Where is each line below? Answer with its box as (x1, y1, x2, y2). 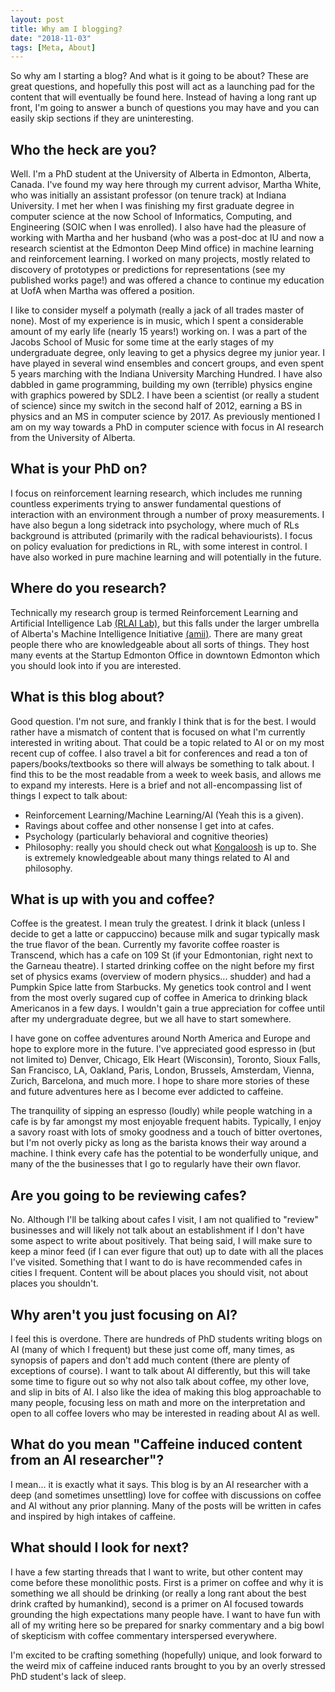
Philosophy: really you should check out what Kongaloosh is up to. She (24, 841, 317, 853)
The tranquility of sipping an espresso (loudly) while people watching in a (10, 1105, 313, 1117)
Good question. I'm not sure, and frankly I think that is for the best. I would (10, 715, 317, 727)
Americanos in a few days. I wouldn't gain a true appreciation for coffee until (10, 1002, 325, 1015)
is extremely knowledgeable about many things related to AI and (24, 851, 290, 863)
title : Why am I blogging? (10, 24, 123, 34)
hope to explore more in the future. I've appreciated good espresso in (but (10, 1043, 316, 1055)
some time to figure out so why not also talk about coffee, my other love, (10, 1375, 310, 1387)
